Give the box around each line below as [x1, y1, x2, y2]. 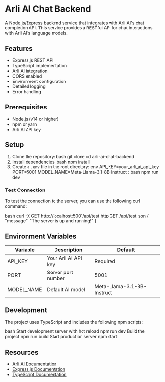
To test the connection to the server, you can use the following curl [5, 198, 141, 204]
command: [5, 203, 27, 209]
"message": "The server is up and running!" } [5, 218, 97, 224]
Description [54, 246, 82, 253]
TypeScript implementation [12, 62, 67, 68]
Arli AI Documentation [12, 361, 57, 367]
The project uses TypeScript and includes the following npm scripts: [5, 319, 143, 325]
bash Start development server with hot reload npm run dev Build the [5, 328, 145, 334]
